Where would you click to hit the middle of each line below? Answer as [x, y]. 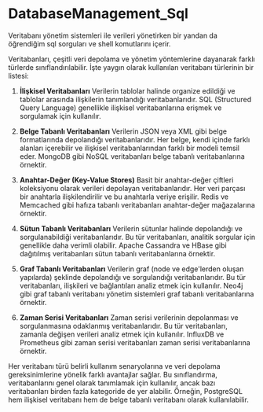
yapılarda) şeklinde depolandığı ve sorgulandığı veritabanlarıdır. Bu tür [132, 277]
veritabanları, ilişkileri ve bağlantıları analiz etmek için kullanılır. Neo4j [131, 285]
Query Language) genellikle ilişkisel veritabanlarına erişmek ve [121, 108]
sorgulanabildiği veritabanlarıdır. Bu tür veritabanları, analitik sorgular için [137, 237]
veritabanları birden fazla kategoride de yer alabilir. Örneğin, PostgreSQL [126, 391]
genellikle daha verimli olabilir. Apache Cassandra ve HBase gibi [123, 245]
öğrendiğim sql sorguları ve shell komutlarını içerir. [89, 43]
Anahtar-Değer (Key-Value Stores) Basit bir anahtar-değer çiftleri [126, 180]
